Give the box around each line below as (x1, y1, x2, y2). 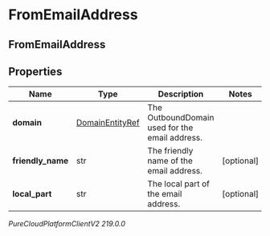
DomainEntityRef (76, 117, 140, 128)
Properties (8, 64, 63, 78)
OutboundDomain (147, 112, 215, 124)
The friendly (147, 145, 194, 157)
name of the (147, 155, 193, 166)
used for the (147, 122, 194, 133)
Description (157, 88, 204, 100)
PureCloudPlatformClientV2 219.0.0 (8, 219, 126, 229)
